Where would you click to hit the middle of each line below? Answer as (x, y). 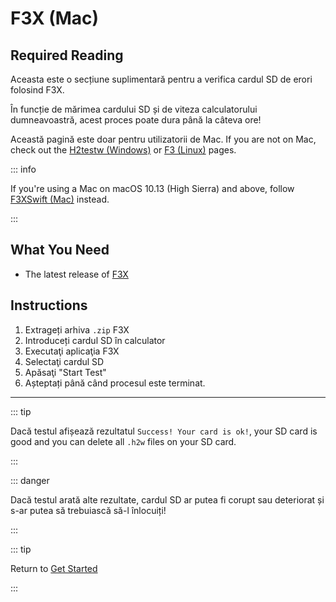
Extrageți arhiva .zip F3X (77, 329)
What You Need (60, 250)
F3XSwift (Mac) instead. (60, 199)
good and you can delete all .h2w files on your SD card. (123, 441)
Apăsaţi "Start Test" (65, 372)
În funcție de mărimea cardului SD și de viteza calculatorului (134, 109)
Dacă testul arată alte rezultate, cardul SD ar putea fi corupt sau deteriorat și (167, 499)
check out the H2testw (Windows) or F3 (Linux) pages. (123, 150)
